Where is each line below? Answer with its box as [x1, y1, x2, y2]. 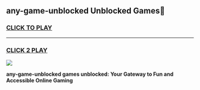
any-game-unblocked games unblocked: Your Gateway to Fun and [6, 70, 174, 78]
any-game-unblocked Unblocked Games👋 [6, 6, 165, 16]
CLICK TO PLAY [6, 24, 52, 32]
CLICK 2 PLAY [6, 46, 48, 54]
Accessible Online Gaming [6, 76, 73, 83]
